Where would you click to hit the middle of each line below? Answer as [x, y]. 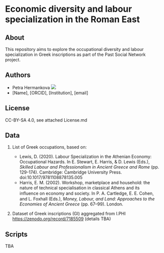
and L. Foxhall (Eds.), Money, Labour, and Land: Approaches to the [87, 199]
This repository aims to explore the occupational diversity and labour [74, 49]
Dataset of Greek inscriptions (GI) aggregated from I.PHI [69, 214]
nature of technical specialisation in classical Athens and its [80, 188]
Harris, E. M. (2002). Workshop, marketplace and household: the [85, 183]
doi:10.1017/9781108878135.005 [51, 177]
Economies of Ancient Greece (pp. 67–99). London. [71, 204]
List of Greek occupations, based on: [49, 147]
